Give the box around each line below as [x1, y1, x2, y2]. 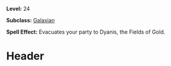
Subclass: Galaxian [6, 17, 55, 23]
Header [6, 49, 44, 63]
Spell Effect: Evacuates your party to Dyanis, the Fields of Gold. [6, 28, 166, 35]
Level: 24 [6, 5, 30, 12]
